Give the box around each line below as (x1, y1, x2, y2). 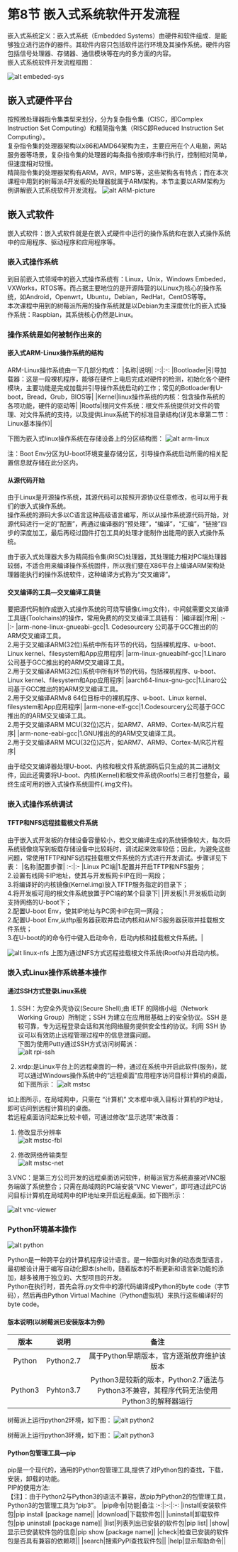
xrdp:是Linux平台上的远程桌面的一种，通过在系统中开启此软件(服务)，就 (17, 1062, 227, 1070)
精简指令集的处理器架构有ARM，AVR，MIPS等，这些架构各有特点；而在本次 (7, 168, 229, 176)
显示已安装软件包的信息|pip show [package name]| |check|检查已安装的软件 (7, 1528, 229, 1536)
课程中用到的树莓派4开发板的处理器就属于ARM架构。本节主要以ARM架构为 (7, 177, 225, 185)
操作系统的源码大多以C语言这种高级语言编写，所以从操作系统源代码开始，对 (7, 511, 229, 519)
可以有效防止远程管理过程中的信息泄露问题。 (23, 1030, 154, 1039)
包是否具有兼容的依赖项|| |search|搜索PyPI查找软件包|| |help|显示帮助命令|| (7, 1536, 227, 1546)
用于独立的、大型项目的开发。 (38, 1273, 125, 1281)
